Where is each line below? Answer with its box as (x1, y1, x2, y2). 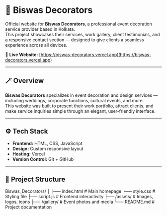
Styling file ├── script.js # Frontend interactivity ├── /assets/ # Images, (5, 194, 153, 200)
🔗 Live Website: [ (5, 52, 41, 58)
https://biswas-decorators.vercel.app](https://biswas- (40, 52, 152, 58)
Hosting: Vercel (12, 151, 45, 157)
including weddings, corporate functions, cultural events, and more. (5, 97, 144, 103)
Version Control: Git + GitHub (12, 156, 74, 162)
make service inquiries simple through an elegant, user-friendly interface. (5, 108, 156, 114)
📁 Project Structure (5, 175, 66, 183)
